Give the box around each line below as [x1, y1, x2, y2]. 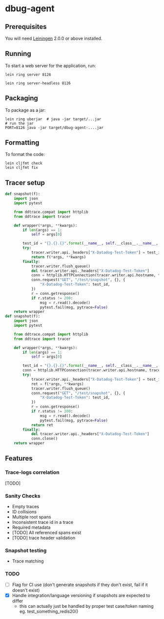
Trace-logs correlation [5, 469, 60, 476]
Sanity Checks [5, 492, 41, 499]
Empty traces [12, 503, 39, 509]
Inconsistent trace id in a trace [12, 519, 74, 525]
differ [12, 598, 23, 604]
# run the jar [5, 121, 34, 126]
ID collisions [12, 509, 37, 515]
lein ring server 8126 [5, 72, 51, 77]
